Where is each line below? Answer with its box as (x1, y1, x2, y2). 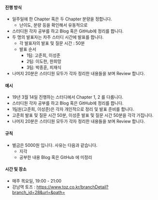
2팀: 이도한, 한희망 (26, 59, 62, 64)
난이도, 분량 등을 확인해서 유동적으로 (19, 22, 88, 28)
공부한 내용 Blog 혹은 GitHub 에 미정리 (19, 154, 93, 160)
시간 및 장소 (5, 166, 27, 172)
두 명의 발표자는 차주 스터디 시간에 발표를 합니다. (12, 34, 104, 40)
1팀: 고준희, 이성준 (26, 52, 61, 58)
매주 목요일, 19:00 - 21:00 (12, 178, 62, 184)
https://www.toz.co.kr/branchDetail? (36, 184, 109, 190)
